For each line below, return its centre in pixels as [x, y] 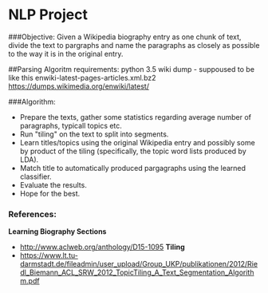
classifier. [35, 176]
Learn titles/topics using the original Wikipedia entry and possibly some [137, 142]
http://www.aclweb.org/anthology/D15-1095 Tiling [102, 247]
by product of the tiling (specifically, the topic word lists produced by [133, 151]
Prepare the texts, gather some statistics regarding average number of [135, 117]
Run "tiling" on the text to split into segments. [94, 134]
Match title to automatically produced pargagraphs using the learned [132, 168]
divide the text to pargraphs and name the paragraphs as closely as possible [134, 45]
